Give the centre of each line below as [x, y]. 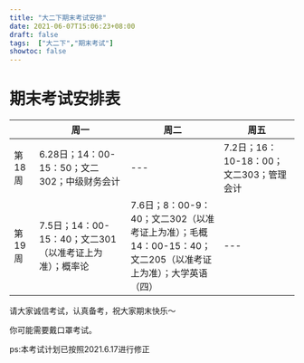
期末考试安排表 [65, 99]
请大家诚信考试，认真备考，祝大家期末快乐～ [93, 311]
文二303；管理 [255, 175]
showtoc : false [38, 52]
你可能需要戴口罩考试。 [53, 330]
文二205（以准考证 [171, 260]
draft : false [34, 34]
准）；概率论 [64, 266]
